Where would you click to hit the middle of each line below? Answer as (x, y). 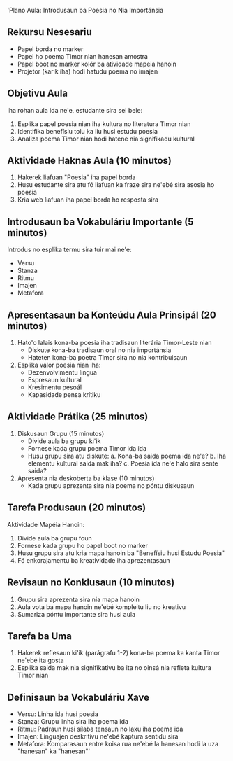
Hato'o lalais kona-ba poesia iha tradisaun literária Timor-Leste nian (114, 343)
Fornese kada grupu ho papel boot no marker (83, 545)
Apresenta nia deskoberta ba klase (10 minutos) (86, 478)
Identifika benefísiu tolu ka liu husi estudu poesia (88, 131)
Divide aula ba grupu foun (54, 538)
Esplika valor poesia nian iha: (59, 365)
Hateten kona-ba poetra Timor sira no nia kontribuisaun (107, 358)
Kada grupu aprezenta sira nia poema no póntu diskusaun (111, 485)
